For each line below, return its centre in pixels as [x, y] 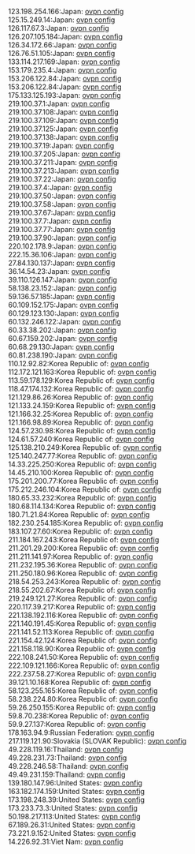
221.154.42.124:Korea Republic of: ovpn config [83, 640]
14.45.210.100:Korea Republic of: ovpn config [81, 472]
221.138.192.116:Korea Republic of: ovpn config [83, 615]
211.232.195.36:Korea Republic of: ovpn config [83, 565]
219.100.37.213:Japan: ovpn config [64, 170]
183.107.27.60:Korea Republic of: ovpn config [81, 531]
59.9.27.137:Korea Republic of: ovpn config [77, 724]
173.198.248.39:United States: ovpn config [77, 800]
